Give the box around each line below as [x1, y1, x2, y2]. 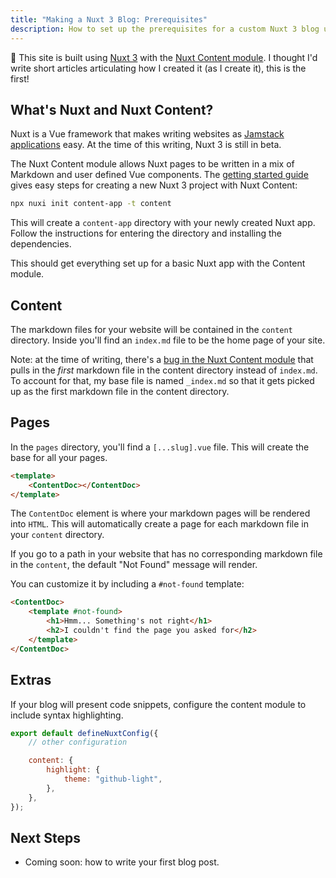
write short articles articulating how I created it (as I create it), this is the [10, 62, 307, 74]
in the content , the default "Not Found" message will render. [10, 559, 258, 571]
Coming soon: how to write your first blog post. [24, 856, 220, 868]
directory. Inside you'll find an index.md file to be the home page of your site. [10, 334, 326, 346]
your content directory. [10, 529, 105, 541]
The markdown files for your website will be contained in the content [10, 324, 293, 335]
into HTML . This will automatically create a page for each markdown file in [10, 518, 310, 530]
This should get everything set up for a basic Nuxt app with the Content [10, 257, 306, 270]
